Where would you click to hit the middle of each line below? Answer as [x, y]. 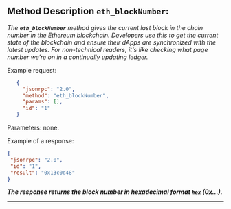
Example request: [32, 70]
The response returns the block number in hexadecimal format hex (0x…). [115, 192]
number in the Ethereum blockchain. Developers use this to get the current [113, 35]
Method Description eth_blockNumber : [88, 11]
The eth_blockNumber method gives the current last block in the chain [105, 27]
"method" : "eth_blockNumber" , [66, 95]
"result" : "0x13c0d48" [43, 173]
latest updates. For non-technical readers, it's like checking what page [108, 49]
